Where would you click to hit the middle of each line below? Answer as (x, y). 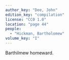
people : (13, 29)
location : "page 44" (27, 24)
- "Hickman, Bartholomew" (37, 34)
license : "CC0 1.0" (26, 19)
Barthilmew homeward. (29, 53)
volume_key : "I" (22, 39)
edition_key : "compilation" (35, 15)
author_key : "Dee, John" (31, 10)
